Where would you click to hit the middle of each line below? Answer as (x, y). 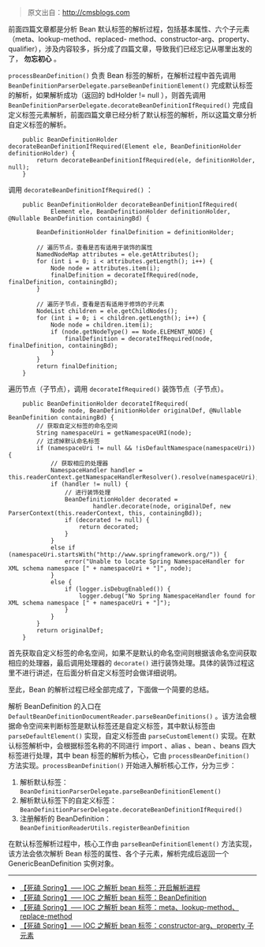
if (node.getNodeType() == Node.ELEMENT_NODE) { (132, 332)
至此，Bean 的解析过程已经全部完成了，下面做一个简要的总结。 (111, 690)
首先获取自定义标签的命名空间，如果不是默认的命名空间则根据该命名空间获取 (132, 653)
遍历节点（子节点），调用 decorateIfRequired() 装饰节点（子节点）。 (118, 389)
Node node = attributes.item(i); (105, 268)
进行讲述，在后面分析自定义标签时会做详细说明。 (101, 673)
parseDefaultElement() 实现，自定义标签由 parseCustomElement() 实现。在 (129, 736)
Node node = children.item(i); (102, 325)
